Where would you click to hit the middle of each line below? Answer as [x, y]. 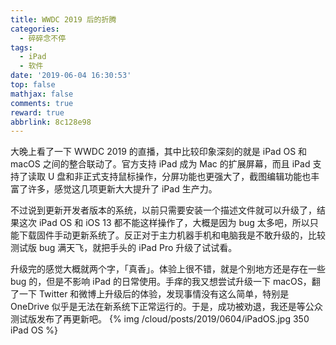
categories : [35, 29]
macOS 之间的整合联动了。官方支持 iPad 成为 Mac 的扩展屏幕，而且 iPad [160, 164]
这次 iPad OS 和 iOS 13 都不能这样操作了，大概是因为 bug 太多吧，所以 [164, 223]
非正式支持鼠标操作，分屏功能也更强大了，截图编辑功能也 [193, 177]
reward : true [37, 112]
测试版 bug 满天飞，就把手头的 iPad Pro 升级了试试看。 [124, 248]
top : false [33, 85]
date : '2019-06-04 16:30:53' [71, 76]
